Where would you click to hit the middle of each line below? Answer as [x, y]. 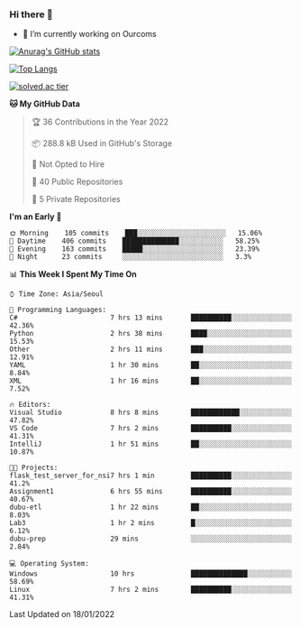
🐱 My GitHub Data [45, 104]
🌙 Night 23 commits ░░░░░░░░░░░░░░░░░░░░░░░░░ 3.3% [131, 257]
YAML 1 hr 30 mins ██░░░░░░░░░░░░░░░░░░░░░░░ [151, 365]
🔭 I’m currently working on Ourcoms [89, 34]
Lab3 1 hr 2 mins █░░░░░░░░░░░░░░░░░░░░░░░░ [151, 523]
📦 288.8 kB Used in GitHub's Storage [102, 143]
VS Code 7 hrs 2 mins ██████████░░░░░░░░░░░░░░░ [151, 429]
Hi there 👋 [32, 14]
